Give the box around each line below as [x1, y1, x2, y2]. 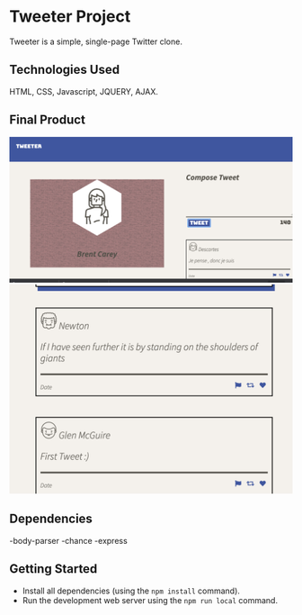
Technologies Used [9, 62, 120, 77]
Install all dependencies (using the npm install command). [22, 585, 241, 596]
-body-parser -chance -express [9, 535, 128, 546]
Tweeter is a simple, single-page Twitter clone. [9, 36, 182, 47]
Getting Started [9, 561, 98, 577]
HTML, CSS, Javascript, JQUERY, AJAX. [9, 86, 159, 96]
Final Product [9, 113, 85, 128]
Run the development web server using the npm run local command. [22, 594, 279, 605]
